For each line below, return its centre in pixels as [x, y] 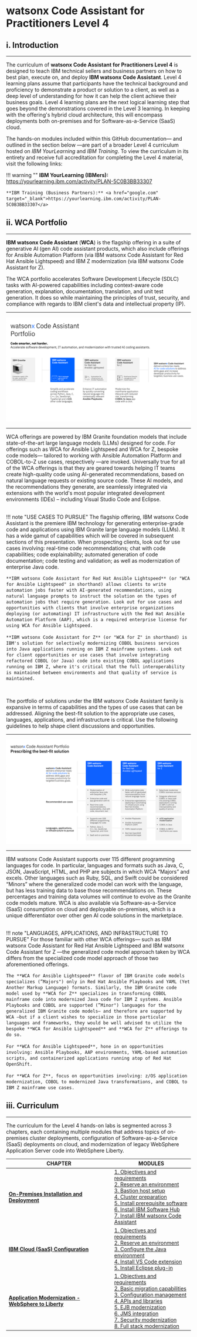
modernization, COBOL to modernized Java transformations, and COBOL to [97, 1081]
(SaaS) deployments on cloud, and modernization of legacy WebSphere [93, 1144]
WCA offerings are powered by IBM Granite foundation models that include [96, 437]
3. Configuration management [150, 1295]
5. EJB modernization [140, 1307]
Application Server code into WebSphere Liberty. [65, 1150]
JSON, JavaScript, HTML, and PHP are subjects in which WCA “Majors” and [98, 871]
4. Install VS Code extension [148, 1262]
